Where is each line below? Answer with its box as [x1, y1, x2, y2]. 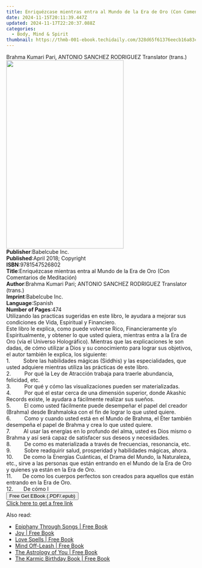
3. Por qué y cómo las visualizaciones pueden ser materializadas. [6, 383, 180, 390]
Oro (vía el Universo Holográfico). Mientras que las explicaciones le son [6, 338, 184, 345]
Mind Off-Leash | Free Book [14, 542, 84, 549]
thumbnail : [6, 37, 34, 43]
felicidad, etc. [6, 376, 40, 383]
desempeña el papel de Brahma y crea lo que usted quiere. [6, 421, 153, 428]
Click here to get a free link [6, 500, 73, 506]
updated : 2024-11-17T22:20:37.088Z [6, 20, 96, 26]
